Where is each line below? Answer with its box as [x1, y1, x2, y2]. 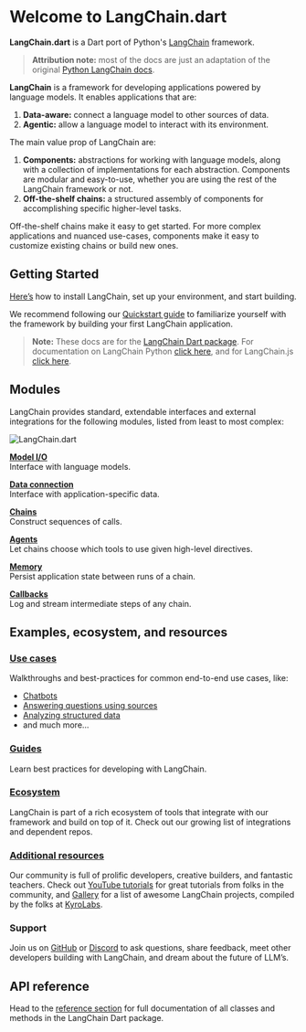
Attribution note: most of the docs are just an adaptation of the [31, 54, 271, 65]
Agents [9, 533, 38, 545]
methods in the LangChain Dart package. [9, 1013, 164, 1024]
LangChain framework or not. [22, 183, 134, 194]
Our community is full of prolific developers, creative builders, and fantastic [9, 870, 294, 881]
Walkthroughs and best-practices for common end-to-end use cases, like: [9, 673, 290, 684]
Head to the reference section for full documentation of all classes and [9, 1003, 276, 1014]
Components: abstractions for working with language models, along [22, 154, 281, 165]
